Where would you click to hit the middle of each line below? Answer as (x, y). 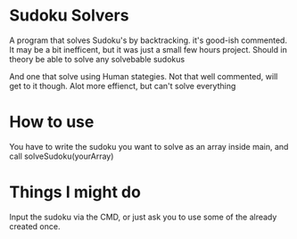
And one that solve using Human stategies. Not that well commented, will (144, 76)
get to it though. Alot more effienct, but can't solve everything (123, 86)
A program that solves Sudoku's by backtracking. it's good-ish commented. (148, 40)
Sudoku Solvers (69, 16)
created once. (35, 226)
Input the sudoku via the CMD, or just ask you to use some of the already (143, 217)
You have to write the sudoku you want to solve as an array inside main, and (149, 146)
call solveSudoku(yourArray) (62, 156)
